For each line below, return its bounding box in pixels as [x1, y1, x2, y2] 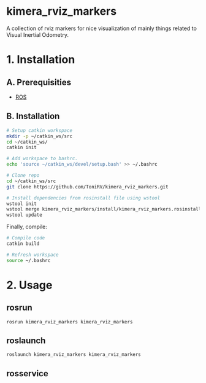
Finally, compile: [6, 223, 48, 231]
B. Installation [6, 111, 60, 122]
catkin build [6, 241, 40, 247]
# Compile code [6, 235, 45, 241]
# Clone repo [6, 172, 40, 179]
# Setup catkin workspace [6, 127, 72, 133]
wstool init [6, 201, 37, 207]
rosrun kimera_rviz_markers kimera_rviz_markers [6, 319, 133, 325]
